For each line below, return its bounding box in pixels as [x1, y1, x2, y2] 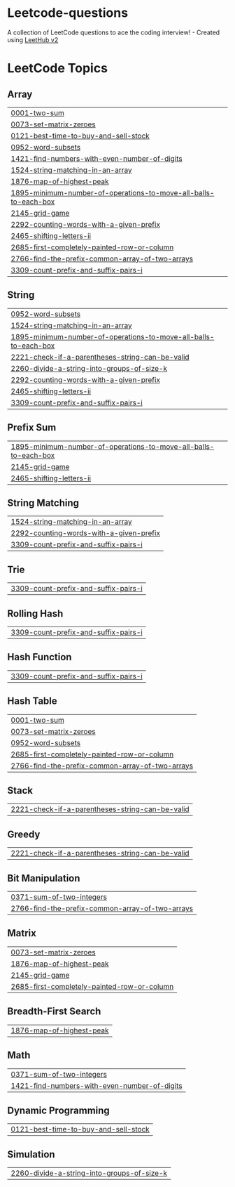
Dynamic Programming [7, 1104, 110, 1116]
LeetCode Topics [7, 60, 108, 77]
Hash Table [7, 695, 57, 707]
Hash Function [7, 651, 72, 663]
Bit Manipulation [7, 872, 80, 884]
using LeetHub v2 [7, 35, 59, 44]
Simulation [7, 1148, 55, 1160]
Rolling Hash [7, 608, 64, 619]
